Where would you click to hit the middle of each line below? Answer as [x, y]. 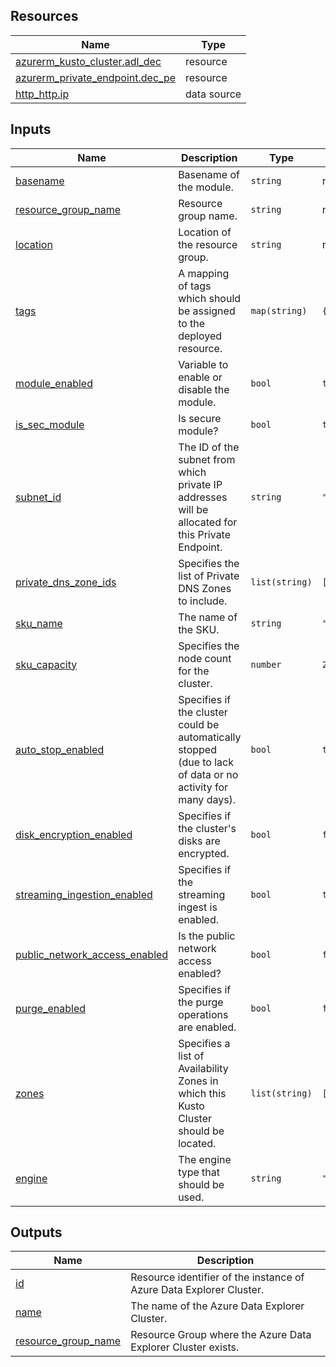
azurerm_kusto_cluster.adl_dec [88, 61]
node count [205, 658]
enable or [200, 377]
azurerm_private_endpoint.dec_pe [95, 77]
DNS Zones [205, 588]
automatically [210, 737]
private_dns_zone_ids [66, 582]
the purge [201, 1002]
